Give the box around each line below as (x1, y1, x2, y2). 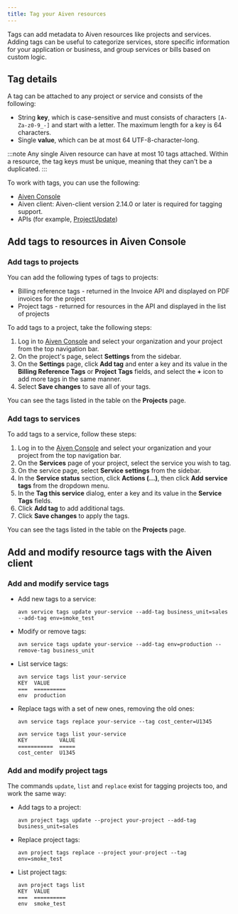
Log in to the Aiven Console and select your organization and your (17, 443, 212, 452)
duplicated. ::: (7, 165, 48, 173)
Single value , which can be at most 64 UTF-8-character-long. (17, 136, 200, 144)
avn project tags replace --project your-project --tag (17, 849, 187, 856)
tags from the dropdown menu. (17, 481, 110, 490)
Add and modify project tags (7, 765, 108, 775)
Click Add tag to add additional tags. (17, 504, 126, 512)
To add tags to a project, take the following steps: (7, 323, 152, 332)
